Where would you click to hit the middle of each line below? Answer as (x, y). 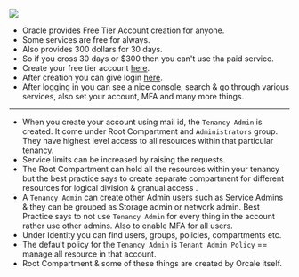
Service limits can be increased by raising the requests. (124, 159)
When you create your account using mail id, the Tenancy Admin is (142, 122)
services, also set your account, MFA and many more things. (133, 96)
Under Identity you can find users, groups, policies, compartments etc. (152, 235)
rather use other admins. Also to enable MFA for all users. (127, 226)
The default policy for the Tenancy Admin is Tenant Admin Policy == (145, 245)
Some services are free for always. (86, 40)
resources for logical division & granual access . (110, 188)
